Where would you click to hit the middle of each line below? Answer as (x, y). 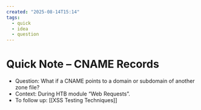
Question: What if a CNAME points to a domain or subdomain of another (105, 81)
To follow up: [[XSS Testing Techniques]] (66, 100)
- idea (20, 29)
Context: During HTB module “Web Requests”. (72, 94)
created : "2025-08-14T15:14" (43, 12)
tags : (13, 18)
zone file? (27, 88)
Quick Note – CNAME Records (83, 64)
